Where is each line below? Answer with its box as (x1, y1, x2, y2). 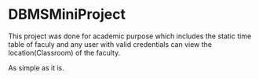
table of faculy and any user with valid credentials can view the (8, 39, 213, 48)
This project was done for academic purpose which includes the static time (8, 31, 252, 41)
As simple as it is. (8, 63, 65, 72)
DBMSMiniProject (8, 5, 126, 23)
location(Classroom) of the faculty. (8, 48, 121, 57)
